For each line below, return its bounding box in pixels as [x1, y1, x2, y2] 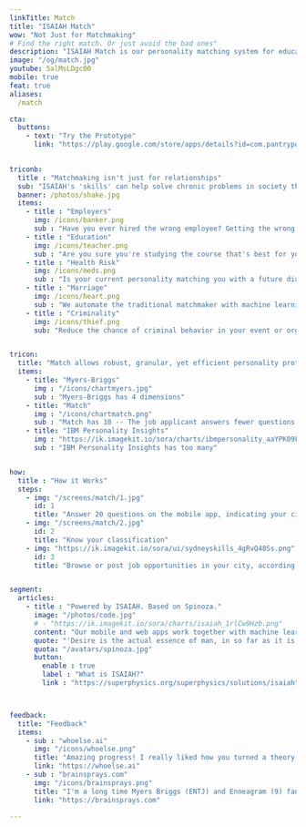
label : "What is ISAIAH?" [42, 670, 145, 679]
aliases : [9, 89, 43, 98]
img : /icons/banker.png [33, 216, 125, 225]
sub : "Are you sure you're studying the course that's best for [33, 250, 287, 259]
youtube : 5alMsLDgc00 [9, 65, 92, 74]
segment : [9, 585, 43, 595]
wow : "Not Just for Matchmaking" [9, 30, 137, 39]
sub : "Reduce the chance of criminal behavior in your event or [33, 325, 283, 335]
